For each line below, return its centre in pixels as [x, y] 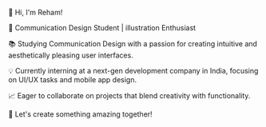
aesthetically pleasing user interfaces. [71, 55]
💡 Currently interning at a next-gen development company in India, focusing [133, 71]
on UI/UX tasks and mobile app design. [73, 79]
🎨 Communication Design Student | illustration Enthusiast [102, 28]
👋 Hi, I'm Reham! [36, 12]
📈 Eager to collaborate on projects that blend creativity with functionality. [129, 95]
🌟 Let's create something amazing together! [81, 114]
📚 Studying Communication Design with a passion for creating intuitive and [133, 44]
